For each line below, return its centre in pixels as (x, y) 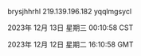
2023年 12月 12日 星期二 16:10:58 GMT (70, 44)
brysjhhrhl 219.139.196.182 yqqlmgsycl (70, 11)
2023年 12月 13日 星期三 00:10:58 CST (70, 28)
